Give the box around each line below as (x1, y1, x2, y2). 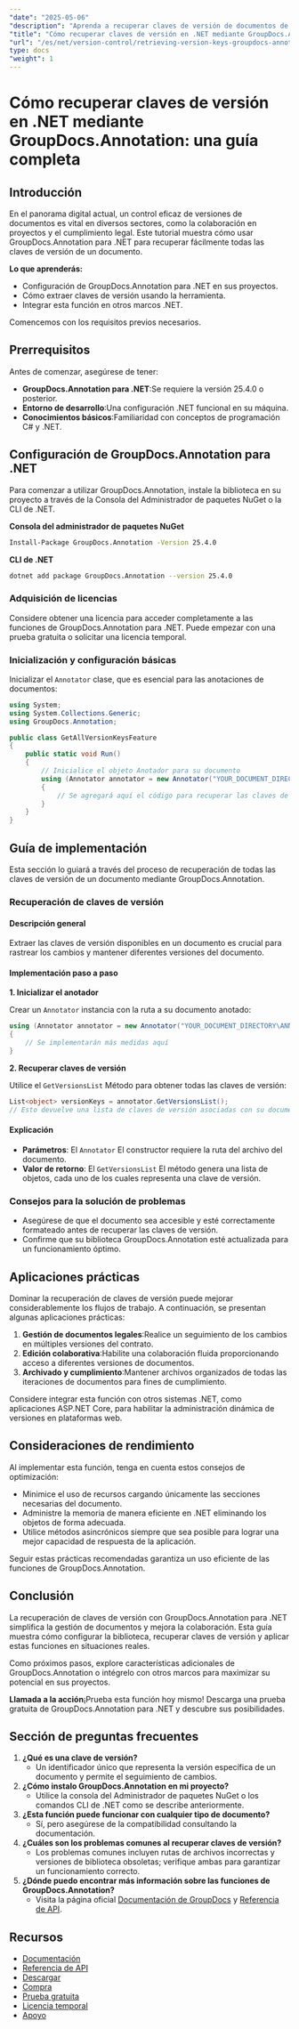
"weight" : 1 (9, 54, 53, 63)
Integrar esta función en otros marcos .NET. (21, 300, 183, 310)
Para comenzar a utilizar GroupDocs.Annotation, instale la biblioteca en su (9, 484, 282, 495)
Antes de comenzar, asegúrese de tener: (9, 366, 158, 376)
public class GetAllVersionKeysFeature (9, 733, 158, 742)
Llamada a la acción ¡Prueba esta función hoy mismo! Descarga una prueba (9, 1694, 287, 1704)
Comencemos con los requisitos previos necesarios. (9, 317, 202, 327)
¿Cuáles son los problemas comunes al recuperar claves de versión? (21, 1838, 282, 1848)
